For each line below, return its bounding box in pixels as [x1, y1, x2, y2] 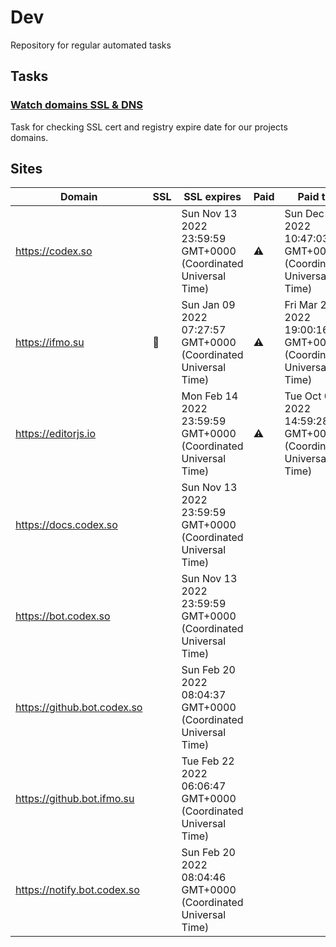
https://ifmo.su [15, 336, 85, 350]
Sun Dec [284, 207, 325, 221]
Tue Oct [284, 389, 322, 403]
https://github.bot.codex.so [15, 701, 143, 715]
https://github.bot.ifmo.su [15, 792, 135, 806]
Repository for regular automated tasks [10, 39, 172, 51]
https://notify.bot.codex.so [15, 883, 140, 897]
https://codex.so [15, 244, 93, 258]
